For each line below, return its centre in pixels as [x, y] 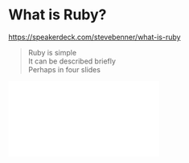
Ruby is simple [52, 52]
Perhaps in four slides [64, 69]
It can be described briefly [72, 61]
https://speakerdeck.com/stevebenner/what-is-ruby [94, 37]
